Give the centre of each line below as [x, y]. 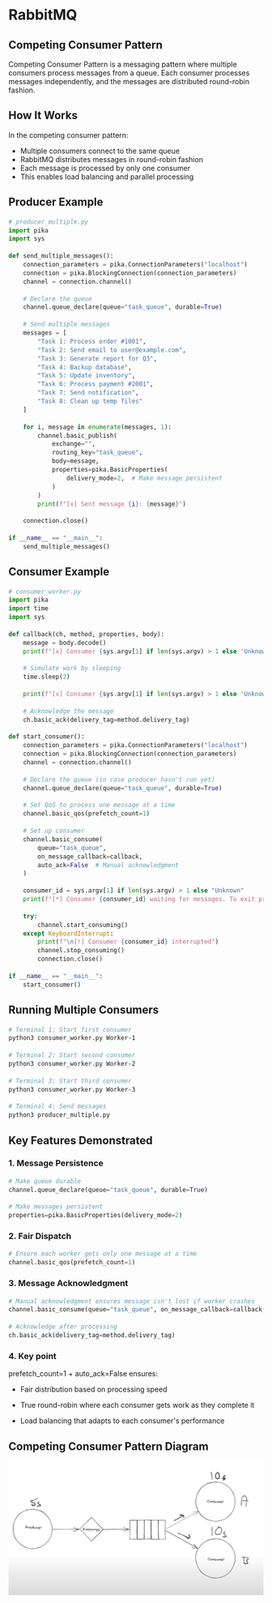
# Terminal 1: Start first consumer [70, 1030]
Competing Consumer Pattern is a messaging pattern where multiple [123, 64]
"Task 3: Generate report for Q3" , [98, 358]
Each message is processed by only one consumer [105, 168]
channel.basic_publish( [77, 435]
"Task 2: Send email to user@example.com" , [112, 350]
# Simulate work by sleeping [72, 669]
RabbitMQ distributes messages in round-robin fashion [112, 159]
